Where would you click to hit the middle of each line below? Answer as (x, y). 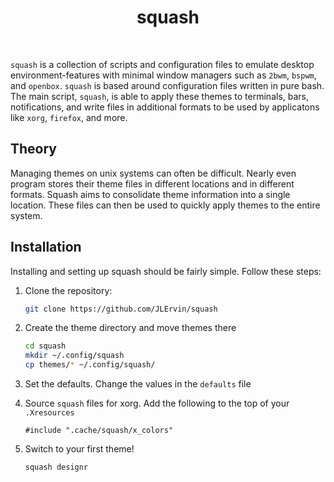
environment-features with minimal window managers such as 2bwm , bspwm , (163, 75)
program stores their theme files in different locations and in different (152, 183)
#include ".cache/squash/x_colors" (99, 431)
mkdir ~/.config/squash (74, 356)
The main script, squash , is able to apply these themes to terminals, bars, (160, 96)
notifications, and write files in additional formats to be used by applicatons (165, 107)
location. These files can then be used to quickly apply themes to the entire (165, 205)
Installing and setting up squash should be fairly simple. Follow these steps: (166, 271)
